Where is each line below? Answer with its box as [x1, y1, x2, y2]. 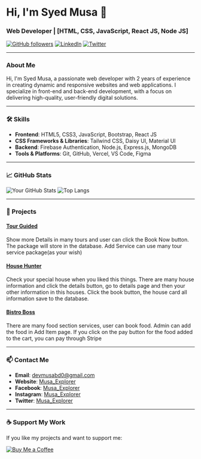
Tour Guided [6, 222, 38, 229]
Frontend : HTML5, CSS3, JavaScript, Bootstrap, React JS [14, 131, 157, 138]
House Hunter [6, 263, 42, 270]
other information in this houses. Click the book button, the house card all [6, 288, 187, 296]
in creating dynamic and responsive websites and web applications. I [6, 81, 176, 88]
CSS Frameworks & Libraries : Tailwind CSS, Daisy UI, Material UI [14, 138, 176, 145]
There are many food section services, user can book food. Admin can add [6, 321, 191, 329]
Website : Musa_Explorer [14, 378, 76, 385]
